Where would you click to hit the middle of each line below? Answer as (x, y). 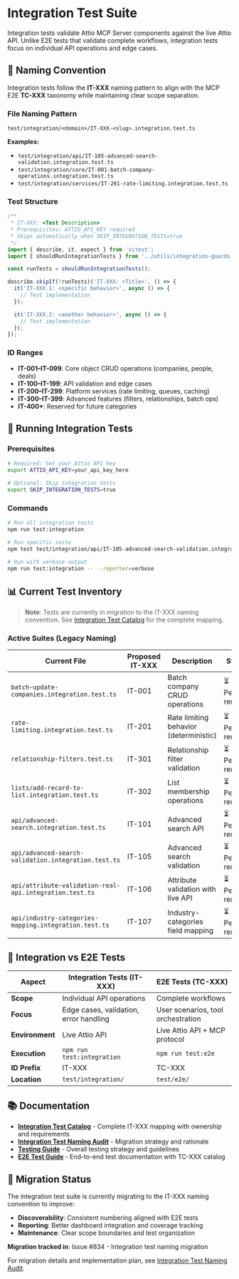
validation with (192, 889)
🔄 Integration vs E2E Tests (67, 957)
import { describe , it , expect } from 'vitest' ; (81, 250)
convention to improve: (41, 1203)
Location (26, 1079)
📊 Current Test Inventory (65, 591)
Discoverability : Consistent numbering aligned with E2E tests (108, 1218)
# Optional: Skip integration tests (62, 483)
